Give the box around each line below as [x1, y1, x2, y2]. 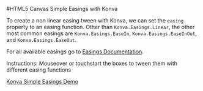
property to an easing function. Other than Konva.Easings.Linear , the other [6, 24, 195, 30]
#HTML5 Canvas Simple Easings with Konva [6, 5, 118, 12]
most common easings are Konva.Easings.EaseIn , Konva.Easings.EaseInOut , [6, 30, 197, 37]
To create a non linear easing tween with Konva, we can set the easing [6, 17, 184, 24]
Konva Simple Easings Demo [6, 78, 78, 85]
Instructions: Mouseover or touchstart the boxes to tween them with [6, 60, 178, 67]
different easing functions [6, 66, 72, 73]
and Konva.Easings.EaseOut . [6, 36, 77, 43]
